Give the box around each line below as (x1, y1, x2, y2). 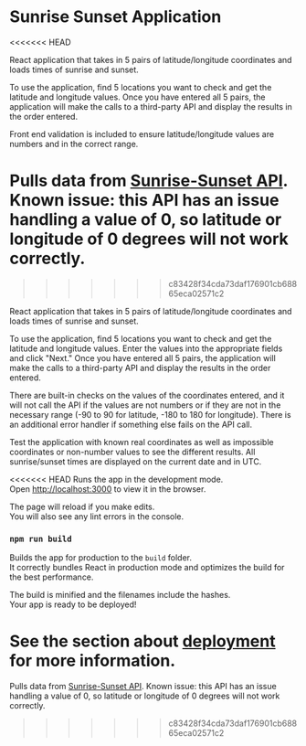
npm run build (9, 533, 72, 544)
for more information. (9, 651, 176, 671)
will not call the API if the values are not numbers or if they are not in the (9, 400, 281, 410)
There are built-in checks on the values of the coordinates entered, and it (9, 389, 285, 400)
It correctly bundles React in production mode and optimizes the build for (9, 562, 285, 573)
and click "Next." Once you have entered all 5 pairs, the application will (9, 352, 276, 363)
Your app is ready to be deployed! (9, 599, 137, 610)
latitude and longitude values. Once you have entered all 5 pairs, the (9, 91, 266, 102)
